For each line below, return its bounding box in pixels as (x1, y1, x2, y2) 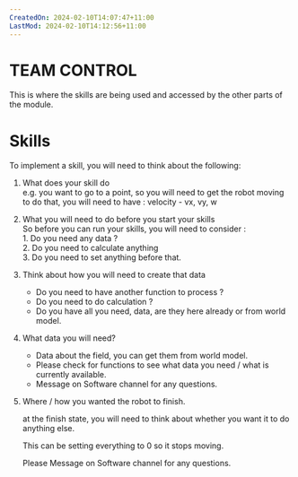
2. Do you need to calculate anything (22, 243, 159, 254)
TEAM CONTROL (9, 60, 137, 81)
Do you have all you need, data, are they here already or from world (35, 306, 286, 317)
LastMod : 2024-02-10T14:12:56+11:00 (9, 22, 146, 30)
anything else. (22, 423, 74, 434)
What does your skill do (22, 178, 110, 188)
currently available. (35, 369, 107, 380)
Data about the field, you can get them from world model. (35, 351, 249, 361)
